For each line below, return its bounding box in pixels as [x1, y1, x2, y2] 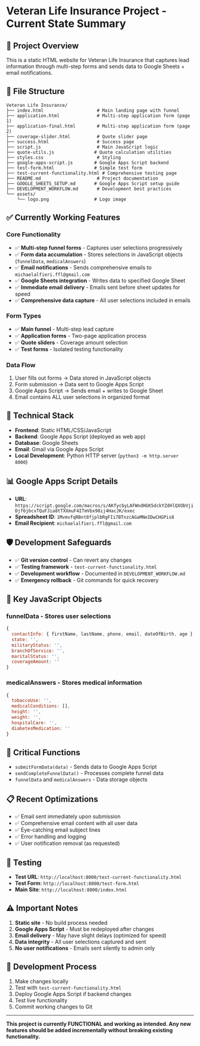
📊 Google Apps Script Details [6, 476, 118, 487]
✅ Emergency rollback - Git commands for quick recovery [14, 576, 159, 583]
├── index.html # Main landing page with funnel [6, 107, 180, 113]
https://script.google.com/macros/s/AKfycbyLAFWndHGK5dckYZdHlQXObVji [14, 503, 194, 509]
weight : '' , [11, 715, 42, 721]
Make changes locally [14, 977, 68, 985]
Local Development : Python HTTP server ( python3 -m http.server [14, 452, 179, 459]
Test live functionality [14, 996, 68, 1004]
